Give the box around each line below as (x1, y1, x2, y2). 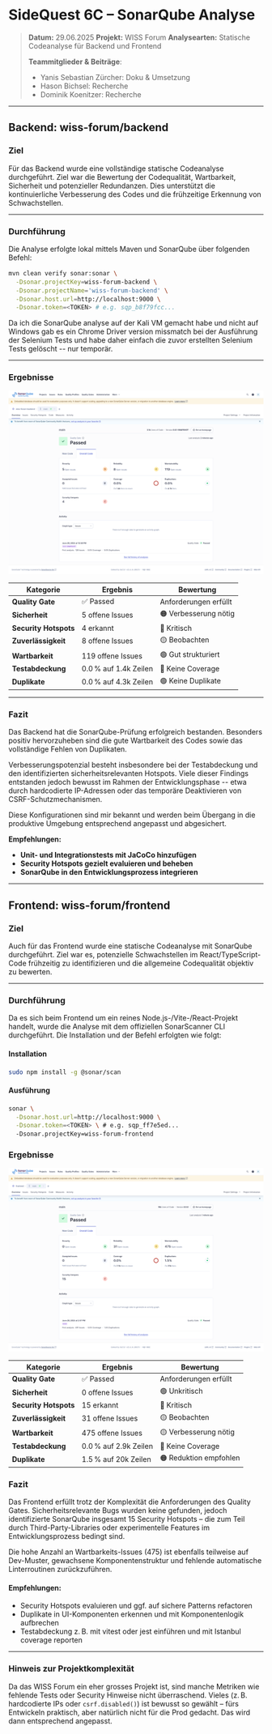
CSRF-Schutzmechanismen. (8, 795, 103, 804)
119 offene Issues (81, 650, 143, 661)
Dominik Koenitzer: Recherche (40, 89, 142, 99)
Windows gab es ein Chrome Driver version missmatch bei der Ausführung (8, 326, 258, 337)
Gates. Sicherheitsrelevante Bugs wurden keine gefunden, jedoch (8, 1506, 227, 1515)
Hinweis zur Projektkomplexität (8, 1663, 135, 1674)
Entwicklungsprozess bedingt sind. (8, 1532, 125, 1541)
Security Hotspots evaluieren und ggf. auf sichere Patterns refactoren (19, 1601, 253, 1611)
